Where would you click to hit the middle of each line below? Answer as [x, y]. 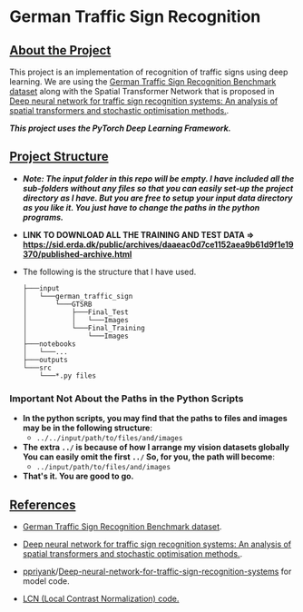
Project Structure [59, 157]
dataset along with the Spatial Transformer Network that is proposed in [142, 91]
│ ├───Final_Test [75, 312]
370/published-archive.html [77, 254]
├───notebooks [49, 344]
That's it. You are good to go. [78, 476]
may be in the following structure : [87, 428]
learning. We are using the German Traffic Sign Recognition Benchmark [143, 82]
